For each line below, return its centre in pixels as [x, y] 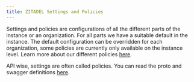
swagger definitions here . [38, 72]
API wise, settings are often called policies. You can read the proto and [94, 66]
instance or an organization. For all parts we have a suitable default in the [97, 35]
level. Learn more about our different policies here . [69, 54]
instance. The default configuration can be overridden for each [84, 41]
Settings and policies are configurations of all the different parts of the [93, 29]
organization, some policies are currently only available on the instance [95, 48]
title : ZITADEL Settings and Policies [55, 12]
